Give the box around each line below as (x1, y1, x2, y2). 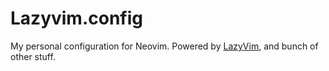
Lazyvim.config (10, 7, 143, 30)
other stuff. (10, 50, 56, 62)
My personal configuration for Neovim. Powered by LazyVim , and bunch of (10, 40, 319, 52)
